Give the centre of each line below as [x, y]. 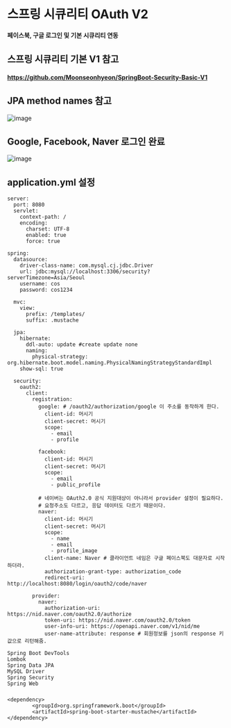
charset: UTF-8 [48, 229]
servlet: [26, 211]
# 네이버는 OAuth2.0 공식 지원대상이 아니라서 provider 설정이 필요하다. [131, 498]
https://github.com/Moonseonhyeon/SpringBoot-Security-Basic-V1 [108, 77]
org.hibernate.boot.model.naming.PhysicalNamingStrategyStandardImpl [110, 363]
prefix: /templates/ [55, 314]
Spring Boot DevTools [38, 654]
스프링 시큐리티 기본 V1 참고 [63, 59]
